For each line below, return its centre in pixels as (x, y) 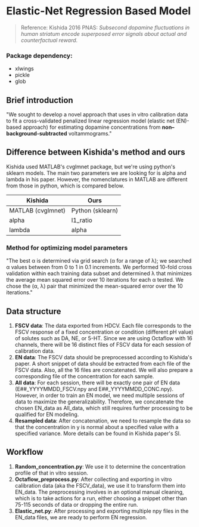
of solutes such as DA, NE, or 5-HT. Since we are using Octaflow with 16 (103, 338)
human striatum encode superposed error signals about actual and (104, 33)
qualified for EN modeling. (47, 414)
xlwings (24, 69)
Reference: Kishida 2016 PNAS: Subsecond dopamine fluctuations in (105, 27)
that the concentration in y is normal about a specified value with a (97, 427)
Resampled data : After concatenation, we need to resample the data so (103, 420)
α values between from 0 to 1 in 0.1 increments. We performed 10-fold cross (99, 267)
